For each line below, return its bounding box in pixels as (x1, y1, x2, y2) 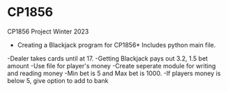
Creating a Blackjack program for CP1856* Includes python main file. (17, 40, 216, 49)
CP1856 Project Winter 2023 (7, 27, 89, 36)
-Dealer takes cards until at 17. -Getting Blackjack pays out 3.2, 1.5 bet (7, 54, 208, 63)
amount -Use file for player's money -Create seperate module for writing (7, 61, 216, 70)
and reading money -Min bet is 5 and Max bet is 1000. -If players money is (7, 69, 221, 77)
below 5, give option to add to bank (7, 76, 109, 84)
